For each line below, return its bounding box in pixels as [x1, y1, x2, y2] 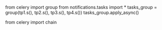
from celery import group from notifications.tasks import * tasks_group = [5, 4, 157, 10]
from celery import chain [5, 19, 57, 25]
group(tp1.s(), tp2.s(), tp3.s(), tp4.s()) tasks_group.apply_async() [5, 9, 139, 15]
